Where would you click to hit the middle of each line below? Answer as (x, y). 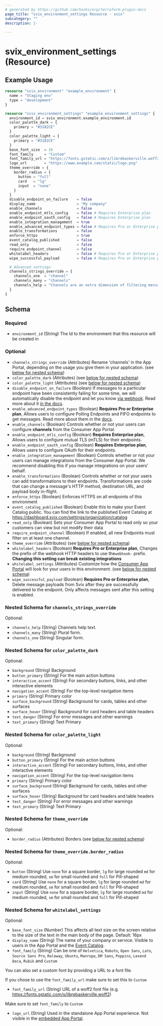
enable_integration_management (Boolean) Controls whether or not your (83, 455)
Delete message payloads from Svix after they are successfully (75, 584)
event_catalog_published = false (51, 240)
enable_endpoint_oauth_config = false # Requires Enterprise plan (80, 217)
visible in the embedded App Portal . (48, 1018)
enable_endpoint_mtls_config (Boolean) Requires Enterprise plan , (78, 434)
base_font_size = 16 (31, 150)
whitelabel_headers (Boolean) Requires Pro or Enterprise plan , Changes (85, 548)
